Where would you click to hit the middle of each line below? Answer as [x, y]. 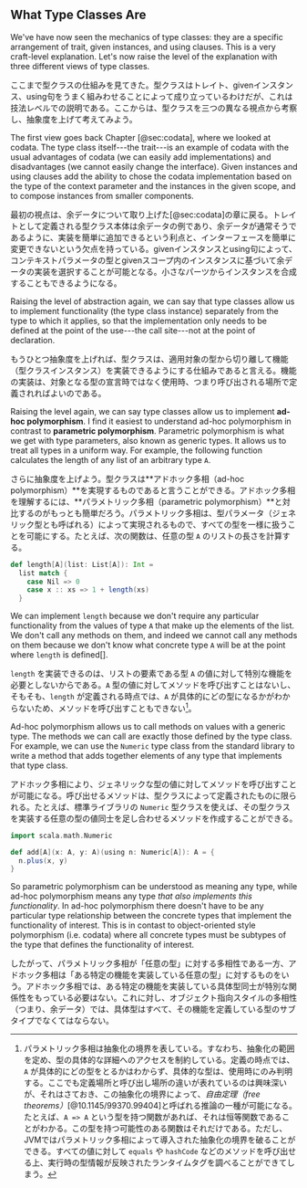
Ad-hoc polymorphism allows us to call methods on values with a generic [148, 726]
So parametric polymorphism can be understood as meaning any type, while [154, 887]
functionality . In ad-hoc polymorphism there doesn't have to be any [137, 906]
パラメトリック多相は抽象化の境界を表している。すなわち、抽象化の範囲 [159, 1048]
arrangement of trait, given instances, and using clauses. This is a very [143, 47]
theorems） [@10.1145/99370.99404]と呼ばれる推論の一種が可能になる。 [160, 1106]
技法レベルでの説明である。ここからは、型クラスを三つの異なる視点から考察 [154, 108]
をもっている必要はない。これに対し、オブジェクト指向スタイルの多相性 [162, 998]
